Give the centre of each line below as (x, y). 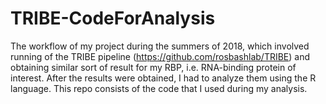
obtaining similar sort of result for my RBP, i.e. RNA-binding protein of (153, 67)
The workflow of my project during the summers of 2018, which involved (160, 46)
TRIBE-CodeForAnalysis (113, 18)
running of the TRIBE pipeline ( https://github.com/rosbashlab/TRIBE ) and (160, 56)
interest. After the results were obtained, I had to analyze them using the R (163, 78)
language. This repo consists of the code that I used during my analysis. (159, 88)
